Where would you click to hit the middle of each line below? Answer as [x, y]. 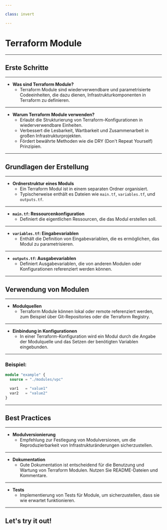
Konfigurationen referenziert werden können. [66, 269]
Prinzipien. [31, 146]
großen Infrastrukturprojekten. [51, 136]
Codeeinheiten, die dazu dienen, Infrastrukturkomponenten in [83, 95]
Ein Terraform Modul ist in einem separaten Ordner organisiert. [84, 189]
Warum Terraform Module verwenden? [53, 115]
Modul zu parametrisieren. [47, 244]
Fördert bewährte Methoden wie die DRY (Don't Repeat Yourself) [86, 141]
